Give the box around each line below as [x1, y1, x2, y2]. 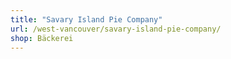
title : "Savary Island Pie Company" [10, 14, 163, 25]
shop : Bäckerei [10, 33, 74, 43]
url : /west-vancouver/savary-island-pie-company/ [10, 24, 222, 34]
